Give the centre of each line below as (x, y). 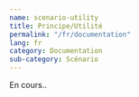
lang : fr (26, 43)
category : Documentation (56, 51)
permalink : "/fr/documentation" (70, 34)
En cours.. (28, 85)
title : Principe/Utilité (56, 26)
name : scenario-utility (54, 18)
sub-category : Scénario (54, 59)
